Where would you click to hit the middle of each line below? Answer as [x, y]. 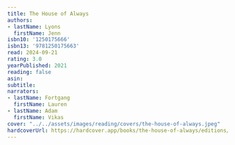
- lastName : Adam [33, 111]
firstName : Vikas [39, 117]
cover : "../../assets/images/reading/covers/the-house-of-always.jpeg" [114, 124]
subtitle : [22, 85]
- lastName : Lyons [34, 26]
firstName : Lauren [41, 105]
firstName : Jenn [37, 33]
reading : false [29, 72]
